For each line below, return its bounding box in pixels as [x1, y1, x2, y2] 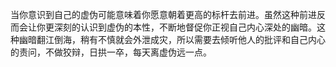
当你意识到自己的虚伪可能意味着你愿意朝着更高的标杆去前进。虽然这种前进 [10, 9, 317, 20]
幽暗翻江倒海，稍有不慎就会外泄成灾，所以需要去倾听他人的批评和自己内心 [18, 34, 326, 45]
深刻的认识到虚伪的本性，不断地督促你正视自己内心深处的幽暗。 [53, 21, 317, 33]
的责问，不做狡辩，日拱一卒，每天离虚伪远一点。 [10, 46, 212, 58]
